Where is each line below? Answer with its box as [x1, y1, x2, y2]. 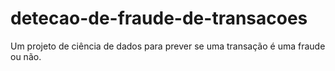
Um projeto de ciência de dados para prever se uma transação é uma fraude [10, 40, 326, 52]
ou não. [10, 50, 42, 62]
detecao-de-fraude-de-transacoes [10, 7, 308, 30]
